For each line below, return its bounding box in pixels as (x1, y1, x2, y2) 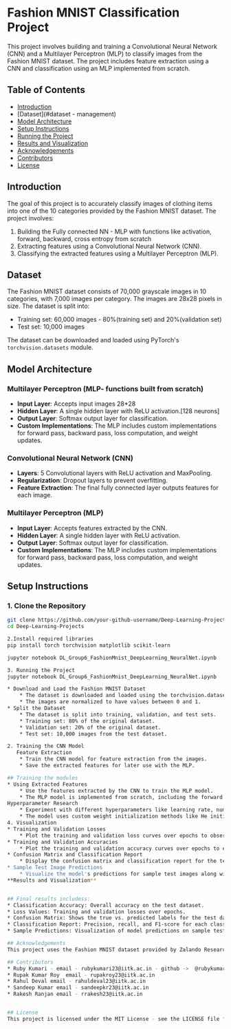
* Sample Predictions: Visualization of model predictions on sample (7, 928, 211, 935)
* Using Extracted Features (7, 780, 88, 788)
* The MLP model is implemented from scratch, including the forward (19, 793, 223, 800)
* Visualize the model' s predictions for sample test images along (19, 871, 217, 877)
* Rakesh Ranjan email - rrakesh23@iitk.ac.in (7, 990, 143, 998)
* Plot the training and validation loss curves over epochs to (19, 832, 208, 839)
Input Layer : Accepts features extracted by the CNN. (16, 523, 167, 532)
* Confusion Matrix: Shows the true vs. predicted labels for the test (7, 915, 217, 922)
